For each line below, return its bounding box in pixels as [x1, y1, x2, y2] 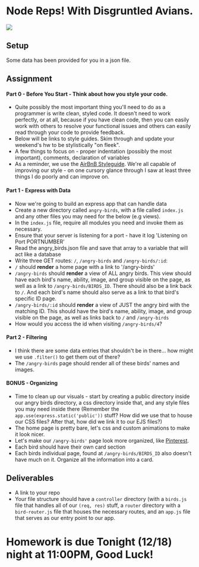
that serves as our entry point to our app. [14, 514, 116, 521]
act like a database [14, 250, 61, 258]
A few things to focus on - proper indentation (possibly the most [14, 148, 172, 155]
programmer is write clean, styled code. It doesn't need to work [14, 110, 171, 117]
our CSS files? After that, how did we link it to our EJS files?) [14, 418, 162, 425]
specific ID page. [14, 295, 56, 302]
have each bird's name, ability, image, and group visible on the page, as [14, 275, 191, 283]
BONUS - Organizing [6, 380, 58, 387]
